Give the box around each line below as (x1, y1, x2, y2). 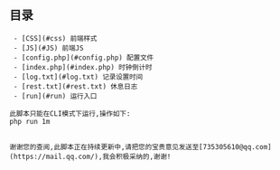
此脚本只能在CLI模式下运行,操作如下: (9, 109, 131, 118)
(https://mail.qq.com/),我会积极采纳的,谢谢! (9, 152, 172, 161)
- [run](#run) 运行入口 (13, 91, 98, 100)
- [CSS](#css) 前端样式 (13, 33, 98, 42)
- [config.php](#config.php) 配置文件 (13, 52, 154, 62)
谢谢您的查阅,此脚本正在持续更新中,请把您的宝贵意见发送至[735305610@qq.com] (9, 142, 273, 151)
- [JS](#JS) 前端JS (13, 43, 84, 52)
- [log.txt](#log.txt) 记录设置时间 (13, 72, 144, 81)
